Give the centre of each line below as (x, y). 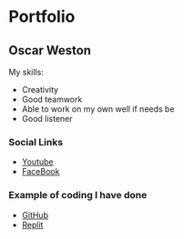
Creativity (40, 90)
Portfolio (42, 17)
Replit (32, 224)
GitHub (35, 214)
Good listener (47, 119)
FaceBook (41, 172)
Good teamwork (52, 99)
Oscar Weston (50, 50)
